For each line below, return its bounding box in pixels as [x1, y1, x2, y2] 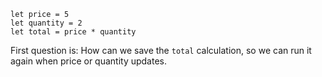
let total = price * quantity [10, 27, 137, 37]
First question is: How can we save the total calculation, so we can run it [10, 45, 312, 56]
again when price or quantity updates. [10, 55, 168, 67]
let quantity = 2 [10, 18, 83, 28]
